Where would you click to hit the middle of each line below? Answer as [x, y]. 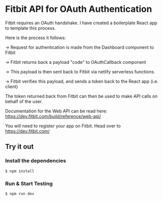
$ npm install [20, 171]
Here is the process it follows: [36, 38]
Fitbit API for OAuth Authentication [79, 9]
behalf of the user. [24, 101]
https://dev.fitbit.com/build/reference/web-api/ [53, 116]
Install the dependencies [36, 161]
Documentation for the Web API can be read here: [56, 111]
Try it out [19, 147]
